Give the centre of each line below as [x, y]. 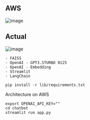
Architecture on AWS [27, 94]
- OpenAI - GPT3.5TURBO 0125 [36, 63]
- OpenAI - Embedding [28, 67]
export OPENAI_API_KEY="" [33, 104]
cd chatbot [17, 108]
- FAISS [13, 58]
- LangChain [18, 76]
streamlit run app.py [28, 112]
